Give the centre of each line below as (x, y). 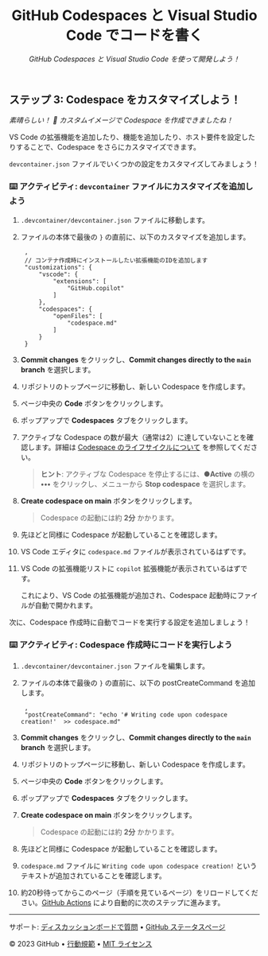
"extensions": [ (80, 281)
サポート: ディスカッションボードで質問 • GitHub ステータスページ (117, 927)
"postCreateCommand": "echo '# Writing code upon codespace (126, 715)
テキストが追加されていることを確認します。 (93, 876)
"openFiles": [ (78, 316)
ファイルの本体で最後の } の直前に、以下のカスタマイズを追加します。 (135, 237)
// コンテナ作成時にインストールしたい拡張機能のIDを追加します (116, 260)
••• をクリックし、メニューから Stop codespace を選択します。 (145, 484)
